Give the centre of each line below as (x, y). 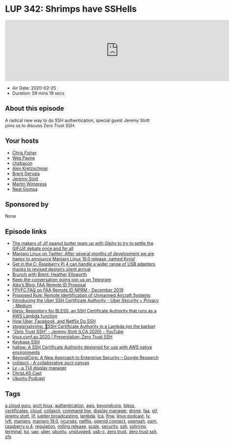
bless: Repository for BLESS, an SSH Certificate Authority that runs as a (84, 311)
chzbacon (22, 163)
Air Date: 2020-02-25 (34, 88)
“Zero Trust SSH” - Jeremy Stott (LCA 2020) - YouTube (68, 332)
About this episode (35, 109)
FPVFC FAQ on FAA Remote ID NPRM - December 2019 (68, 290)
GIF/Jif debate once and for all (43, 248)
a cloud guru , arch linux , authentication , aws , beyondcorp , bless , (70, 405)
